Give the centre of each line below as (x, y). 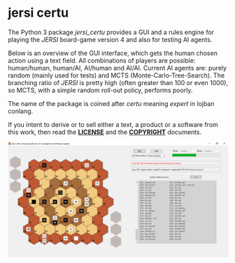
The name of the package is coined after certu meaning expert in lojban (111, 103)
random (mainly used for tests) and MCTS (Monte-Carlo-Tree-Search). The (116, 75)
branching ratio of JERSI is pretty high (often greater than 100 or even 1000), (118, 82)
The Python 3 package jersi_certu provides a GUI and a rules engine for (111, 32)
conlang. (21, 111)
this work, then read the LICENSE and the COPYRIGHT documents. (105, 132)
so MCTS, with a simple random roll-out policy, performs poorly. (100, 90)
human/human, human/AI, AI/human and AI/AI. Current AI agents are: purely (117, 68)
